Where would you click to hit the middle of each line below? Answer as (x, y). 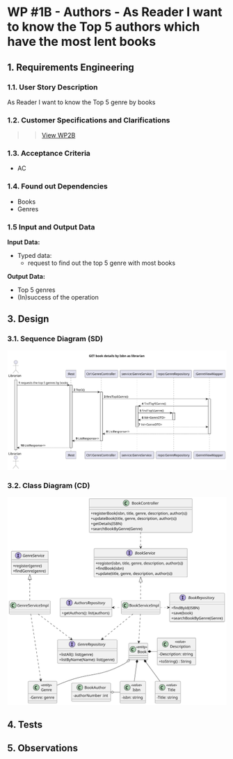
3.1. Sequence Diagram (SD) (55, 339)
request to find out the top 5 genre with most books (102, 263)
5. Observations (43, 748)
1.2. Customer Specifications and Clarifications (89, 120)
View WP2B (58, 136)
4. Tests (25, 725)
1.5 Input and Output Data (51, 227)
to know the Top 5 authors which (104, 27)
